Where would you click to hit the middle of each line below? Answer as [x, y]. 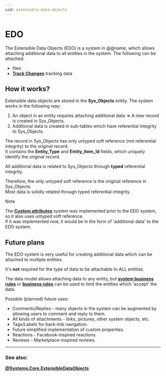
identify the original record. [33, 157]
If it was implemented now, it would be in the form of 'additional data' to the [82, 221]
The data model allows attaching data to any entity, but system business [80, 279]
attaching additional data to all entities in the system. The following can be [81, 53]
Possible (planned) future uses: [37, 299]
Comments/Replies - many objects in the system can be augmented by [84, 309]
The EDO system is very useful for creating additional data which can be [79, 254]
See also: [17, 358]
